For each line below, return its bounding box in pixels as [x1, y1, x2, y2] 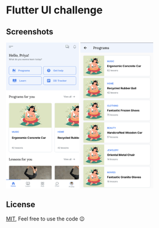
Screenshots [6, 27, 54, 37]
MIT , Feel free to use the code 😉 [6, 215, 85, 222]
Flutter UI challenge [6, 3, 103, 17]
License [6, 199, 36, 210]
